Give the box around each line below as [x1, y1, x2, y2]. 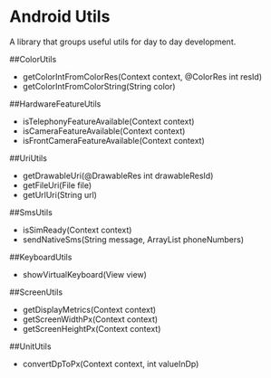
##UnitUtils [9, 341, 52, 352]
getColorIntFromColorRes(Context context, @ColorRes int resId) [22, 71, 263, 82]
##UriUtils [9, 152, 48, 164]
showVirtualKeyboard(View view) [22, 269, 148, 279]
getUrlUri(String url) [22, 189, 98, 200]
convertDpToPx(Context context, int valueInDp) [22, 358, 199, 369]
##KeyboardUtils [9, 251, 73, 262]
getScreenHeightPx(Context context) [22, 323, 161, 334]
